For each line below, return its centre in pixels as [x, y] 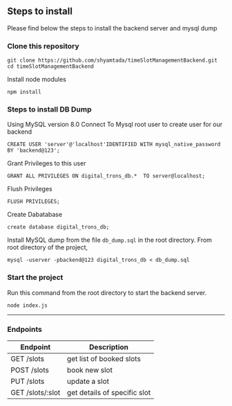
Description [109, 347]
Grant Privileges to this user [47, 164]
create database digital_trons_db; [58, 227]
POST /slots [30, 370]
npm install [24, 92]
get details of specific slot [108, 392]
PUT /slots [28, 381]
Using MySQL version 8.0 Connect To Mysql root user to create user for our [115, 125]
